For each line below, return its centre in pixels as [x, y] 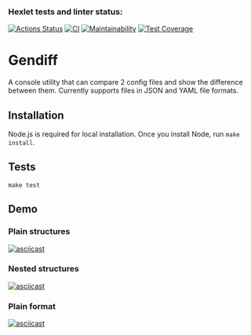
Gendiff [33, 60]
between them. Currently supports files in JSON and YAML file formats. [124, 91]
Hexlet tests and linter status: [65, 12]
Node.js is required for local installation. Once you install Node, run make [124, 134]
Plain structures [39, 231]
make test [24, 185]
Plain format [32, 306]
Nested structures [44, 269]
